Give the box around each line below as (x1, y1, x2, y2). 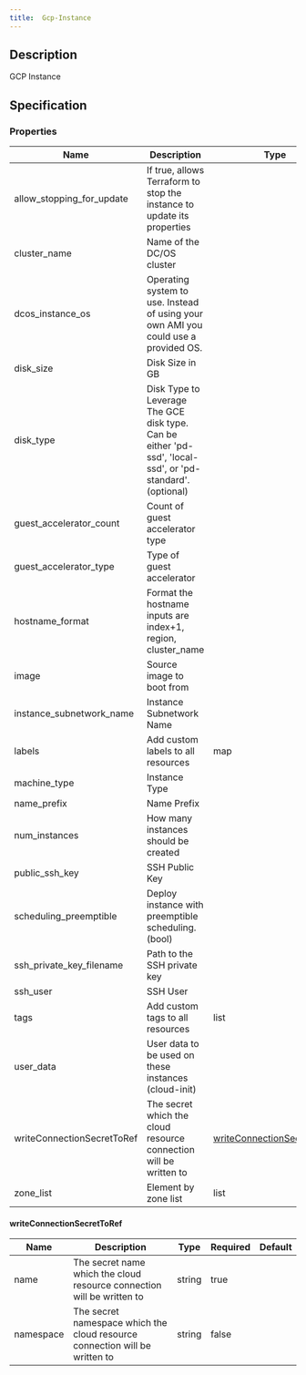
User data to (146, 1038, 199, 1051)
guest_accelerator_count (14, 517, 120, 529)
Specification (9, 97, 87, 113)
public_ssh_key (14, 867, 79, 879)
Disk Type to (146, 383, 200, 395)
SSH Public (146, 861, 194, 874)
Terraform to (146, 175, 200, 188)
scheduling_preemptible (14, 910, 117, 923)
